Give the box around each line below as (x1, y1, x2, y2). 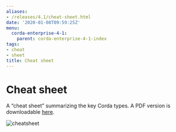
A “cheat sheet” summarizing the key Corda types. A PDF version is (6, 102, 171, 109)
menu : (6, 25, 19, 31)
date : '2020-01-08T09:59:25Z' (6, 19, 81, 25)
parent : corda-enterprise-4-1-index (17, 36, 107, 42)
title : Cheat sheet (6, 57, 54, 63)
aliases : (6, 8, 28, 15)
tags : (6, 42, 19, 48)
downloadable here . (6, 109, 55, 116)
